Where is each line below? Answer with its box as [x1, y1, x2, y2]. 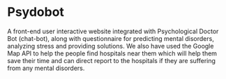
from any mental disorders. [7, 64, 85, 72]
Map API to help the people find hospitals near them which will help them [7, 49, 218, 58]
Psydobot [7, 4, 65, 20]
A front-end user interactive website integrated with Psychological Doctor [7, 27, 219, 35]
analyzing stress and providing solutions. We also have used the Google [7, 42, 214, 50]
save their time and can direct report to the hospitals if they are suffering [7, 56, 216, 64]
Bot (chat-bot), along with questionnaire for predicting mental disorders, [7, 34, 214, 42]
